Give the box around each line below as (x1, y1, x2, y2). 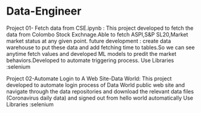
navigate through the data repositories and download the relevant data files (6, 87, 194, 95)
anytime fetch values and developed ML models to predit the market (6, 50, 177, 57)
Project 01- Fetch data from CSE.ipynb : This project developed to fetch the (6, 24, 194, 32)
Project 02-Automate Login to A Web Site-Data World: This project (6, 75, 172, 82)
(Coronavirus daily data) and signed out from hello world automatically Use (6, 94, 194, 101)
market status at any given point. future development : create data (6, 37, 171, 44)
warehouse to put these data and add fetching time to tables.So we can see (6, 44, 195, 51)
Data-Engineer (6, 4, 82, 18)
